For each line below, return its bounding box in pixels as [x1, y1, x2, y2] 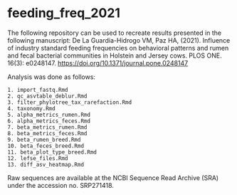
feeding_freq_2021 [7, 5, 121, 21]
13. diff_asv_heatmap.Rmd [7, 161, 84, 168]
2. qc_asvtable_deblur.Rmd [7, 93, 88, 100]
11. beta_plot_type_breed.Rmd [7, 148, 98, 156]
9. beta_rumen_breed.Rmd [7, 136, 81, 143]
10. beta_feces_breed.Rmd [7, 142, 84, 149]
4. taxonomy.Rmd [7, 105, 56, 112]
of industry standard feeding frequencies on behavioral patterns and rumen [7, 43, 229, 52]
